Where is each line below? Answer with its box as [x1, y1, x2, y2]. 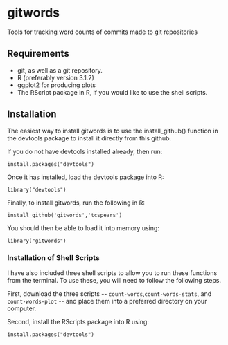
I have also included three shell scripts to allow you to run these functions [7, 268, 218, 277]
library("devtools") [7, 186, 67, 193]
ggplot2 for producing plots [17, 81, 96, 89]
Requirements [7, 48, 69, 59]
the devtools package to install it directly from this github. [7, 133, 172, 142]
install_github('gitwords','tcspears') [7, 212, 123, 218]
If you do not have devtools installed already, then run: [7, 147, 163, 156]
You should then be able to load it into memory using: [7, 223, 159, 232]
